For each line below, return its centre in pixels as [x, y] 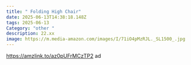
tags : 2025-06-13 [28, 22]
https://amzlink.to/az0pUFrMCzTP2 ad [54, 56]
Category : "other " [30, 28]
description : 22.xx [30, 34]
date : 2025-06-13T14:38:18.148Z [46, 17]
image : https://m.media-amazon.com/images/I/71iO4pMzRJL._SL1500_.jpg [96, 39]
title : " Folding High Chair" [44, 12]
